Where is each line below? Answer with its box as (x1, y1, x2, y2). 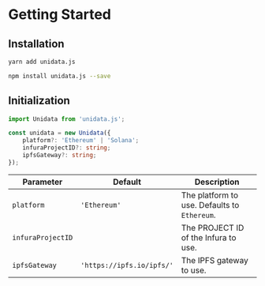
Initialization (8, 94, 71, 107)
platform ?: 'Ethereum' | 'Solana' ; (22, 137, 140, 145)
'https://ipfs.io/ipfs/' (80, 261, 174, 269)
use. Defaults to (181, 199, 240, 210)
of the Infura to (181, 231, 237, 243)
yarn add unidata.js (8, 58, 77, 66)
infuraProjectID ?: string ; (22, 144, 111, 152)
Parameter (22, 176, 63, 187)
